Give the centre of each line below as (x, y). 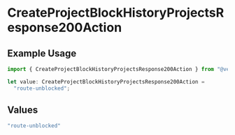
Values (23, 110)
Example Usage (42, 53)
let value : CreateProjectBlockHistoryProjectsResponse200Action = (106, 81)
